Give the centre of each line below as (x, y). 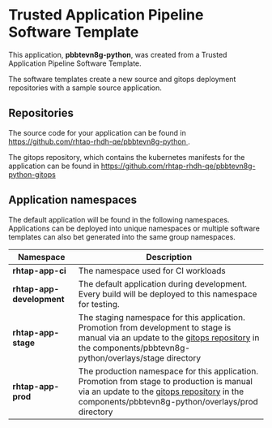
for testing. (99, 304)
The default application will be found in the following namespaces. (119, 219)
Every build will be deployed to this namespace (168, 294)
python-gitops (32, 174)
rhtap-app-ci (39, 270)
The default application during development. (162, 283)
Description (169, 257)
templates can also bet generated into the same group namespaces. (122, 236)
